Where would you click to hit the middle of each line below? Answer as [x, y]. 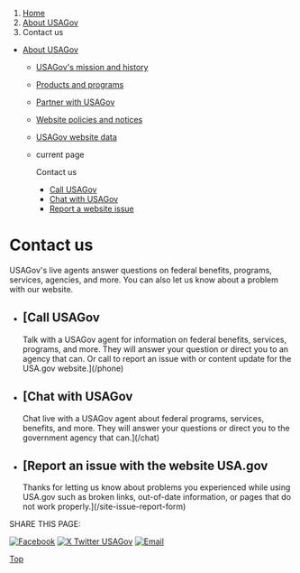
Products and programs [80, 84]
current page [60, 154]
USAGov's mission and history [92, 67]
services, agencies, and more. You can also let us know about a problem [144, 280]
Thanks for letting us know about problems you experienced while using [156, 487]
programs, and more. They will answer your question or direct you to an [155, 349]
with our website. [41, 289]
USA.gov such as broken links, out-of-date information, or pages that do [156, 497]
